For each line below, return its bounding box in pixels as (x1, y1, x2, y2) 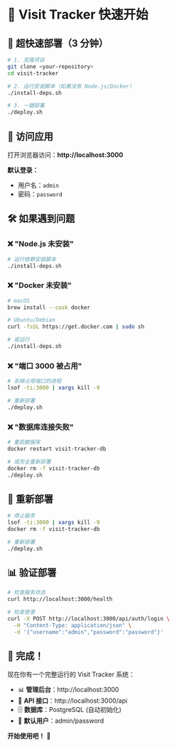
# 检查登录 (7, 609, 36, 616)
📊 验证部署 (7, 566, 57, 579)
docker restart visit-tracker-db (7, 445, 107, 452)
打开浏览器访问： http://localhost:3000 (7, 151, 124, 159)
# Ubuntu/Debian (7, 317, 55, 324)
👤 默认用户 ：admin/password (17, 716, 104, 725)
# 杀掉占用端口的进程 (7, 377, 62, 385)
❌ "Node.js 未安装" (7, 239, 74, 249)
